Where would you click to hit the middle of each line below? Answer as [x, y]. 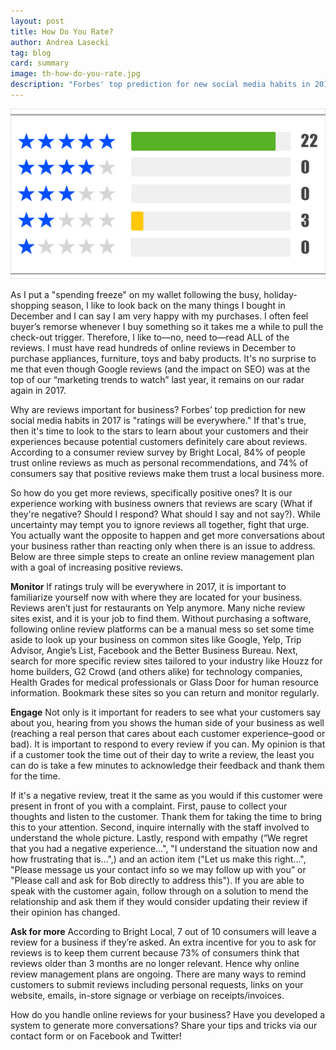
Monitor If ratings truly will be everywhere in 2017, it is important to [148, 587]
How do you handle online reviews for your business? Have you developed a [168, 1015]
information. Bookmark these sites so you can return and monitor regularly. [165, 693]
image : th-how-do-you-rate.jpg [75, 74]
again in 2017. [38, 391]
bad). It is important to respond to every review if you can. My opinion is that [168, 744]
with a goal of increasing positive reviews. [97, 567]
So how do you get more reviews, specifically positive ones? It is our [151, 493]
